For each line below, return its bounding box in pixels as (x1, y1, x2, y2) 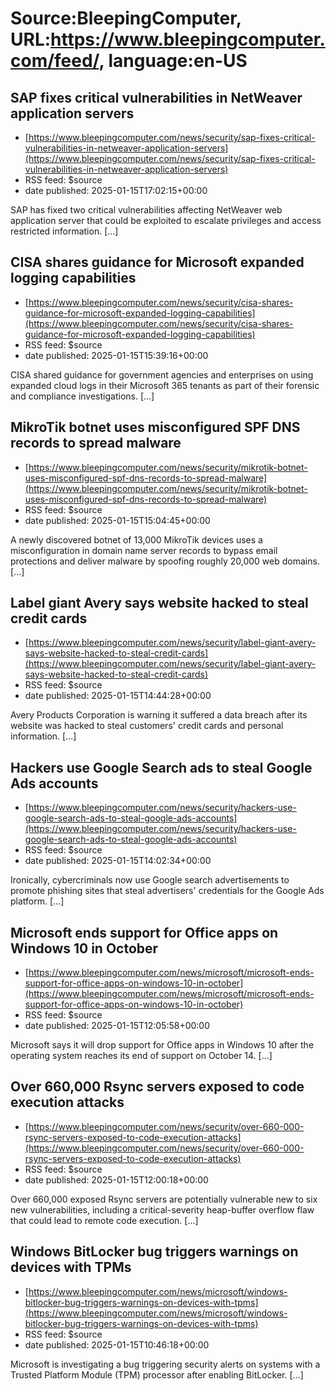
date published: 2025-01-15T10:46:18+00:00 (24, 1338, 210, 1351)
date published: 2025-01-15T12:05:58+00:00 (24, 1020, 211, 1032)
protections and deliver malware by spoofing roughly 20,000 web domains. (10, 555, 320, 567)
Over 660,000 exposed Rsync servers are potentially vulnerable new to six (10, 1193, 318, 1205)
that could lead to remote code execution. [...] (10, 1214, 199, 1226)
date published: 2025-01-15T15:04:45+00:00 (24, 514, 211, 526)
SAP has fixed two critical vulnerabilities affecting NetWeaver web (10, 204, 283, 216)
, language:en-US (98, 50, 248, 72)
